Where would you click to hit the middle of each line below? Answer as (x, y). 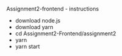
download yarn (34, 27)
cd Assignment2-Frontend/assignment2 (66, 33)
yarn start (28, 46)
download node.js (38, 20)
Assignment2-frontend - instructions (53, 9)
